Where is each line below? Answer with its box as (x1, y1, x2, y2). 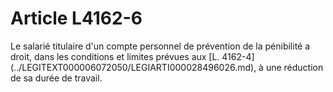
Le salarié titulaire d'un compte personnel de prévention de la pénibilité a (10, 40, 311, 52)
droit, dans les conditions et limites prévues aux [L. (10, 50, 220, 62)
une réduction (265, 61, 324, 73)
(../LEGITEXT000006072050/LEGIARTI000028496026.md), (10, 61, 257, 73)
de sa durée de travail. (10, 72, 103, 84)
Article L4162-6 (10, 7, 143, 30)
